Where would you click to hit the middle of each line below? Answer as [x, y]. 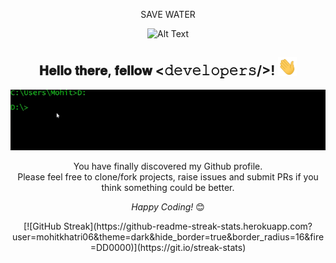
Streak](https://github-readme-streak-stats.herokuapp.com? [188, 226]
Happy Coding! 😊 [168, 206]
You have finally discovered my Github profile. [168, 166]
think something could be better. [168, 187]
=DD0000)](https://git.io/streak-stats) [168, 247]
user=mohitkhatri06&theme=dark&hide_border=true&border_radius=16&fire [168, 236]
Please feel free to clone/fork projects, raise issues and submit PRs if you [168, 176]
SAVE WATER [168, 14]
